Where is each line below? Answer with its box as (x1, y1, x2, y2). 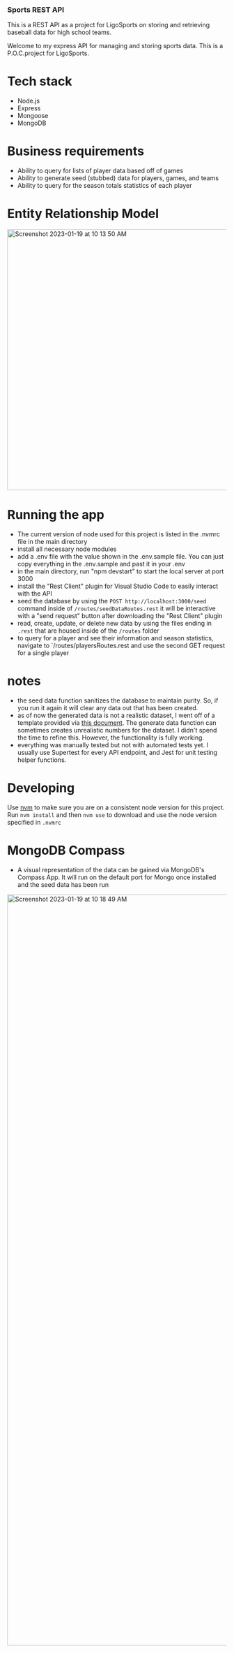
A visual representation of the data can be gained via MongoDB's (17, 865, 205, 874)
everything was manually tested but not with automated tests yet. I (17, 740, 209, 749)
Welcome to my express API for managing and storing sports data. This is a (7, 42, 224, 50)
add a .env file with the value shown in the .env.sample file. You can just (17, 552, 224, 561)
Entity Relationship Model (7, 206, 159, 221)
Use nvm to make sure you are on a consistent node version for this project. (7, 803, 225, 811)
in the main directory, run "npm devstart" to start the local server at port (17, 567, 224, 575)
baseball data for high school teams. (7, 28, 112, 36)
